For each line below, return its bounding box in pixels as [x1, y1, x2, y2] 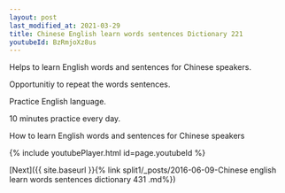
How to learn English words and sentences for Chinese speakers [9, 130, 245, 142]
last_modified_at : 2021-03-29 [9, 21, 121, 30]
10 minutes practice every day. [9, 113, 121, 124]
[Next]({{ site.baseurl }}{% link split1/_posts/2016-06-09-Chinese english [9, 165, 277, 175]
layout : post [9, 12, 58, 22]
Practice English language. [9, 96, 106, 107]
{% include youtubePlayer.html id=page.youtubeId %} [9, 148, 206, 158]
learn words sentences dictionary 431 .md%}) [9, 174, 176, 185]
